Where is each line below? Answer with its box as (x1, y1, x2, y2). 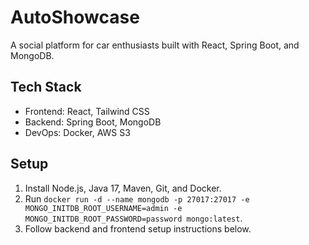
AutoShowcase (10, 6, 140, 29)
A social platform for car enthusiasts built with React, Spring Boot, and (10, 39, 300, 51)
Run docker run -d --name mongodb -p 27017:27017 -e (24, 192, 250, 205)
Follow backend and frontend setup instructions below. (24, 222, 252, 235)
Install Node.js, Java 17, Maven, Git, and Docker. (24, 182, 222, 194)
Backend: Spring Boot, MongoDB (24, 116, 162, 128)
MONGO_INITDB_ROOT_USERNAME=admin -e (24, 203, 183, 213)
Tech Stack (10, 79, 82, 96)
